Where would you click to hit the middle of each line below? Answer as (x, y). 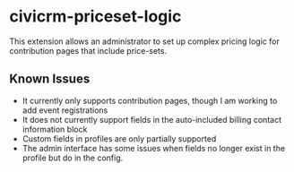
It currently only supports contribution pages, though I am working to (150, 100)
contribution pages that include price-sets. (88, 50)
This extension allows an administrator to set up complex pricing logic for (144, 41)
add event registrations (65, 110)
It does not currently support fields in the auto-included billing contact (152, 119)
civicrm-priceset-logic (95, 17)
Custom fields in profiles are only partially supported (119, 138)
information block (55, 129)
